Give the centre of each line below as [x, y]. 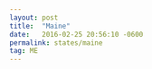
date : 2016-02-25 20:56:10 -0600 [76, 34]
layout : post [34, 17]
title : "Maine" [40, 26]
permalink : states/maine [56, 43]
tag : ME [24, 51]
